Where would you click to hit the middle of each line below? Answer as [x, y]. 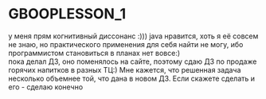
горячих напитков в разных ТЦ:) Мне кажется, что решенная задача [125, 69]
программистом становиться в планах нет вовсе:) [94, 53]
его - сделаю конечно [46, 87]
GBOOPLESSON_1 [67, 14]
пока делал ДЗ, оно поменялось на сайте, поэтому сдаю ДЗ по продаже [133, 61]
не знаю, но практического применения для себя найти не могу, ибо [126, 44]
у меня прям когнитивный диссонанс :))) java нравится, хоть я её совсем [133, 36]
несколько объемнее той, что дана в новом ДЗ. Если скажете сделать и [132, 78]
